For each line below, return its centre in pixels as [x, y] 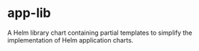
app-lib [29, 13]
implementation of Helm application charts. [70, 40]
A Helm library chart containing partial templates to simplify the [100, 33]
